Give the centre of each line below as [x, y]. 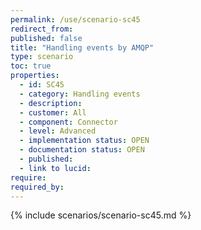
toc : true [31, 66]
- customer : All [53, 112]
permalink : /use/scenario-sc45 [75, 19]
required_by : [37, 187]
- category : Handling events [80, 94]
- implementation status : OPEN [84, 141]
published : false [46, 38]
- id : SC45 [42, 85]
